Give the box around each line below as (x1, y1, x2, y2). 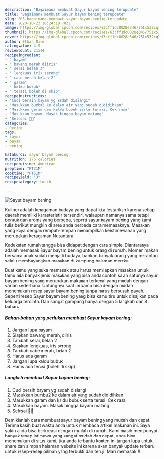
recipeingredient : (5, 52, 42, 58)
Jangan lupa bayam (12, 327, 52, 333)
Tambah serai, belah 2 (12, 337, 57, 343)
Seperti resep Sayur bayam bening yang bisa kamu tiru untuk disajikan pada (5, 293, 158, 299)
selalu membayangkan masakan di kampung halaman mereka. (5, 258, 130, 263)
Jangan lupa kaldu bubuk (12, 358, 63, 364)
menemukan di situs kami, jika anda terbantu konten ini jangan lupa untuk (5, 438, 153, 444)
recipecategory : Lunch (5, 179, 51, 185)
